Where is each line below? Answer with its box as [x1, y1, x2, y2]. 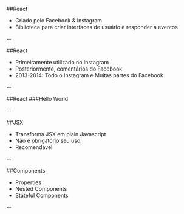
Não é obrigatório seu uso [15, 137, 81, 144]
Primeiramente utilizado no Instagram [15, 59, 109, 66]
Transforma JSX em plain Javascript [15, 131, 106, 137]
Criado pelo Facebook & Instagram [15, 17, 102, 24]
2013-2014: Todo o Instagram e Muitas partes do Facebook [15, 72, 164, 78]
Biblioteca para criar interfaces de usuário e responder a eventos [15, 24, 178, 30]
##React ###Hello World [6, 95, 69, 102]
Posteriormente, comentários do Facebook [15, 65, 123, 72]
